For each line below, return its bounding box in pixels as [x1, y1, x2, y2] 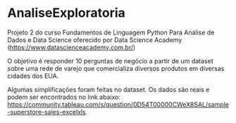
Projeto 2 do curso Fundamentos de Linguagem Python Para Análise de [7, 28, 215, 37]
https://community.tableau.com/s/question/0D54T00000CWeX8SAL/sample [7, 100, 229, 108]
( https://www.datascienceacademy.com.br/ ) [7, 43, 136, 51]
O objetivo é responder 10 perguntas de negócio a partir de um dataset [7, 56, 213, 65]
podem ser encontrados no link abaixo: [7, 93, 121, 101]
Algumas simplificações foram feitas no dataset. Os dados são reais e [7, 85, 210, 93]
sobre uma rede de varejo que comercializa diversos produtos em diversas [7, 64, 225, 72]
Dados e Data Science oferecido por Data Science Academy [7, 35, 182, 44]
